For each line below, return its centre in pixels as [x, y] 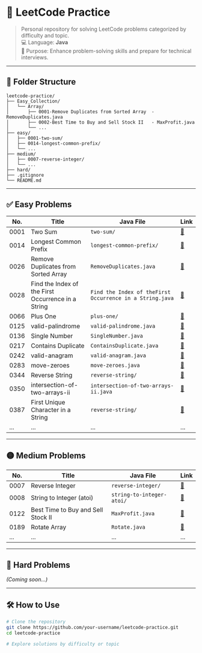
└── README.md [24, 180]
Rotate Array [49, 527]
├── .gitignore [25, 175]
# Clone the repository [36, 622]
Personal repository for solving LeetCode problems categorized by [103, 29]
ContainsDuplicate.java [124, 346]
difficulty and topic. [45, 35]
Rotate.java [128, 527]
